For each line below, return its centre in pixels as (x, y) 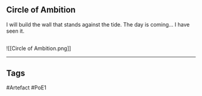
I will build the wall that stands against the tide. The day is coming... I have (98, 24)
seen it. (15, 31)
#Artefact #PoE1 (26, 88)
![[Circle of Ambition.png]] (39, 48)
